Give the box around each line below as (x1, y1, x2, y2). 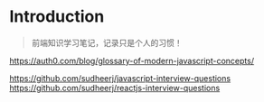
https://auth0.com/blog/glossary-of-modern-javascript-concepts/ (9, 55, 255, 66)
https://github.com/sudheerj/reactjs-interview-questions (9, 82, 221, 93)
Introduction (9, 6, 105, 27)
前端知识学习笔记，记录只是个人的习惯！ (31, 37, 183, 48)
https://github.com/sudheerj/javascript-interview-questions (9, 72, 231, 83)
